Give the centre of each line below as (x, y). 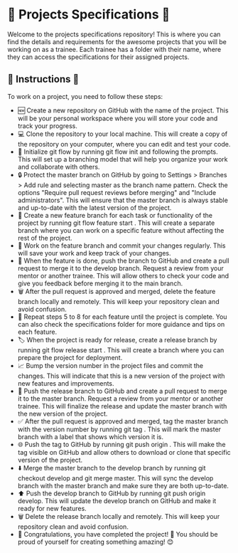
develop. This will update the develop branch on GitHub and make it (117, 500)
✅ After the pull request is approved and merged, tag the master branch (123, 421)
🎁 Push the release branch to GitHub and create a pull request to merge (122, 391)
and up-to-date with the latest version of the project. (94, 207)
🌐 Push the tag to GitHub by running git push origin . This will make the (121, 444)
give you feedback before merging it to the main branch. (100, 283)
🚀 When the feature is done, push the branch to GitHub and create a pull (123, 260)
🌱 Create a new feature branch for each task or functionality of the (115, 215)
